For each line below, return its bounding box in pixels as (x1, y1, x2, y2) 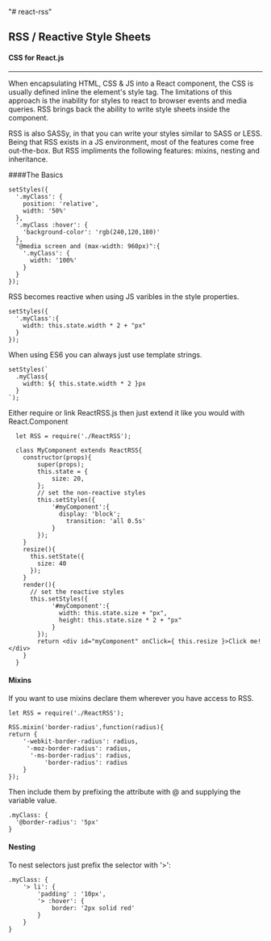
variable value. (8, 795, 57, 805)
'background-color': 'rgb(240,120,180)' (23, 228, 161, 236)
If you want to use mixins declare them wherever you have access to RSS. (8, 693, 254, 703)
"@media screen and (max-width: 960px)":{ (15, 242, 161, 250)
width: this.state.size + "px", (59, 609, 168, 617)
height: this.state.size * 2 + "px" (59, 616, 182, 624)
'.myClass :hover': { (15, 221, 89, 229)
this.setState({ (29, 552, 85, 560)
